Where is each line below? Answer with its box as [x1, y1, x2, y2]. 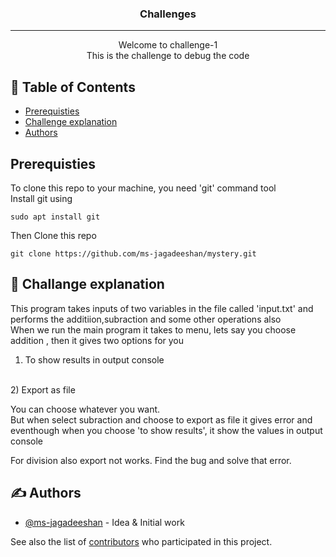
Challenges [139, 7, 197, 21]
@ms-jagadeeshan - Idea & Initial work [24, 516, 185, 528]
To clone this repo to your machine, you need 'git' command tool [10, 182, 277, 194]
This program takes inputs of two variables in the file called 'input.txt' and [10, 302, 314, 314]
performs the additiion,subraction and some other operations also [10, 313, 282, 325]
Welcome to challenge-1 [118, 39, 218, 51]
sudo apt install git [10, 212, 101, 222]
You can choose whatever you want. [10, 403, 161, 415]
